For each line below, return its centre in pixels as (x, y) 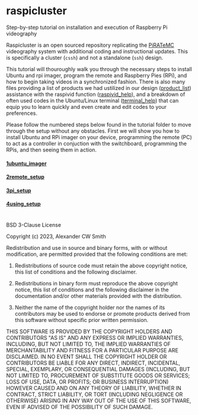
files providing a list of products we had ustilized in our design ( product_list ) (99, 88)
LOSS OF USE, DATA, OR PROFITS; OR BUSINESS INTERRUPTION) (87, 382)
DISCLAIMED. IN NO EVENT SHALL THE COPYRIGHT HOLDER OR (87, 356)
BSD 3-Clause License (33, 225)
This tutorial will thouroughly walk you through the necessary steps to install (99, 69)
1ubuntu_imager (26, 163)
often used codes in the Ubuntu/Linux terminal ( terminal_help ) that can (92, 100)
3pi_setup (19, 190)
